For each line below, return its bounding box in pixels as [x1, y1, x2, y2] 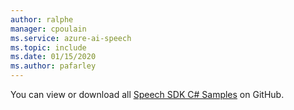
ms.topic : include [10, 42, 87, 53]
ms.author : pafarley [10, 61, 97, 71]
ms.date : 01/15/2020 [10, 52, 97, 62]
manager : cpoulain [10, 24, 87, 34]
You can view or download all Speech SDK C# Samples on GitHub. [10, 89, 285, 100]
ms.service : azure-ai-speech [10, 33, 132, 43]
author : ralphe [10, 14, 74, 25]
